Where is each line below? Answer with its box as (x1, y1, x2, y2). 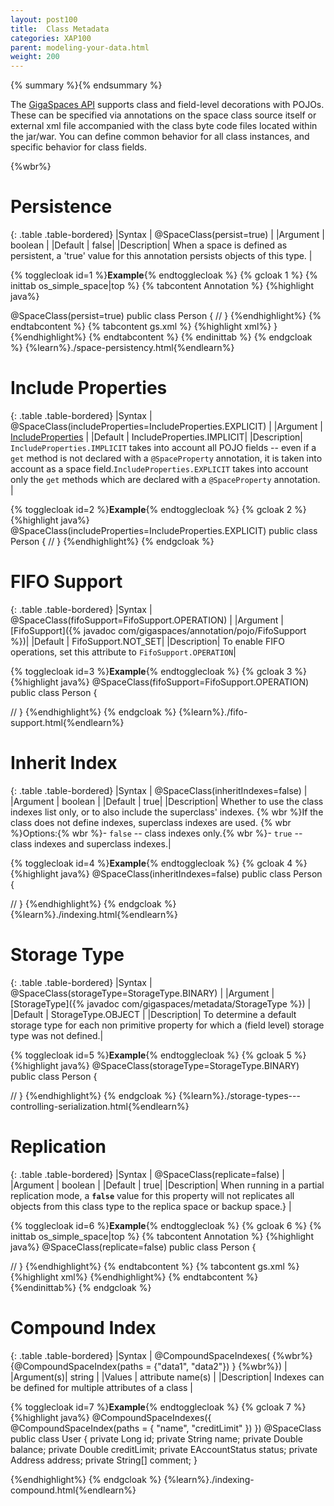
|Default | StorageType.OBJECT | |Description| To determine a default (10, 1008, 297, 1020)
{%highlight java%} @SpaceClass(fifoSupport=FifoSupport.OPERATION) (10, 676, 310, 688)
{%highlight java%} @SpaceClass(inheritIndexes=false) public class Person (10, 867, 323, 880)
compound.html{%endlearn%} (10, 1484, 137, 1496)
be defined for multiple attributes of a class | (10, 1381, 194, 1393)
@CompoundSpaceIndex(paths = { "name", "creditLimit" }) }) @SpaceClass (10, 1422, 322, 1434)
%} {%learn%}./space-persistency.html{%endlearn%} (10, 342, 235, 354)
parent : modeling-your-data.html (10, 42, 150, 53)
